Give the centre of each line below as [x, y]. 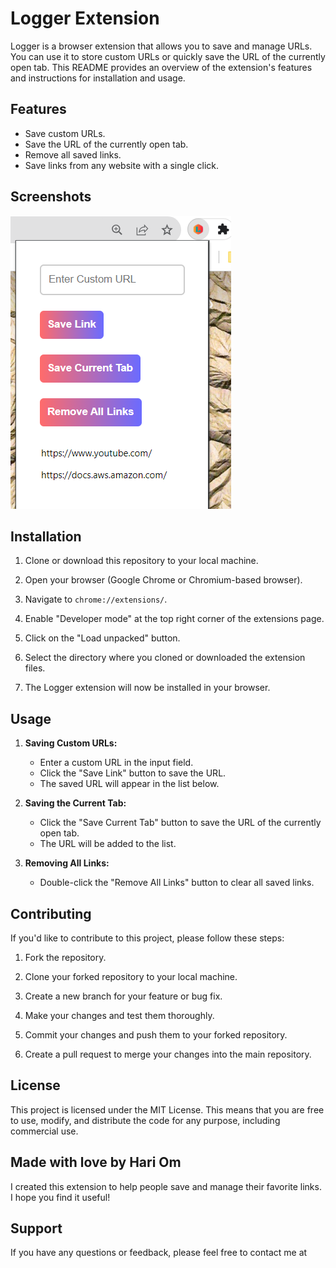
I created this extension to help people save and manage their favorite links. [166, 1186]
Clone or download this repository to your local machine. [141, 561]
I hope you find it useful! [60, 1197]
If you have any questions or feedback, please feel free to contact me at [159, 1253]
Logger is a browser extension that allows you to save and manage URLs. [161, 46]
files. [35, 668]
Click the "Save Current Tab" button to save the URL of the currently [180, 823]
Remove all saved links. [73, 154]
